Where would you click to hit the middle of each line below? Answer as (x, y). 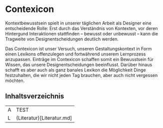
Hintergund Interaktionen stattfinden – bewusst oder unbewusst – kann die (82, 33)
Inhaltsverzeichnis (35, 96)
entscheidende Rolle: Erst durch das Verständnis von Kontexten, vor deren (81, 28)
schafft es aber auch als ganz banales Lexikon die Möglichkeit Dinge (76, 70)
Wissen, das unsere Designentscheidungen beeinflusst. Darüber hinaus (79, 64)
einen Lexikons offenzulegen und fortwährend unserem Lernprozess (76, 54)
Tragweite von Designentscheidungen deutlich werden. (62, 39)
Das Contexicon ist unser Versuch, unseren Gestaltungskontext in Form (79, 48)
